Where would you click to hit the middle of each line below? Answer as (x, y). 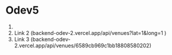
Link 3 (22, 39)
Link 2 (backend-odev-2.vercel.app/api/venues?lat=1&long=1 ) (90, 33)
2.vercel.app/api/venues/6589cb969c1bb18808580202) (83, 46)
